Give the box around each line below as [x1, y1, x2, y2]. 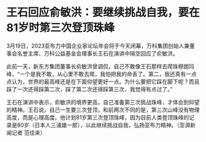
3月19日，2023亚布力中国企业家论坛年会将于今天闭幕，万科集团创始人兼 [6, 42, 190, 49]
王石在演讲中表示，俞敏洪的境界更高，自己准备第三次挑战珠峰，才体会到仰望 [6, 98, 200, 105]
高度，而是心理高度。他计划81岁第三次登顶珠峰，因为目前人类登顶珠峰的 [6, 113, 189, 121]
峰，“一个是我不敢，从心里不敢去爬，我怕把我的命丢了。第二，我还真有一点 [6, 70, 197, 77]
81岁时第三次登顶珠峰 [6, 21, 115, 35]
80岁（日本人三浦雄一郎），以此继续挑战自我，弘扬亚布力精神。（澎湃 [17, 121, 191, 129]
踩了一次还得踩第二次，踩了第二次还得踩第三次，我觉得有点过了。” [6, 85, 173, 93]
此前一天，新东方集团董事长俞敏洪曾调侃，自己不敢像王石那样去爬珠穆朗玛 [6, 62, 194, 70]
